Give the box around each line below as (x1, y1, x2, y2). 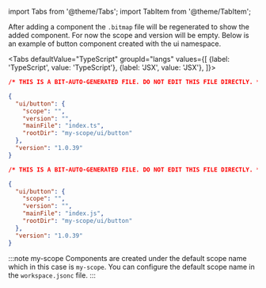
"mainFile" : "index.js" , (22, 209, 104, 217)
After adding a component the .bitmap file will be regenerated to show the (8, 22, 249, 31)
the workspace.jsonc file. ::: (8, 270, 97, 280)
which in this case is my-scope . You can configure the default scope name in (8, 262, 255, 271)
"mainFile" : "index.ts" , (22, 122, 104, 130)
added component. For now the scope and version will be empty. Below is (8, 31, 249, 40)
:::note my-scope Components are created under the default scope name (8, 253, 247, 263)
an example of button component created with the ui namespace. (8, 39, 222, 48)
